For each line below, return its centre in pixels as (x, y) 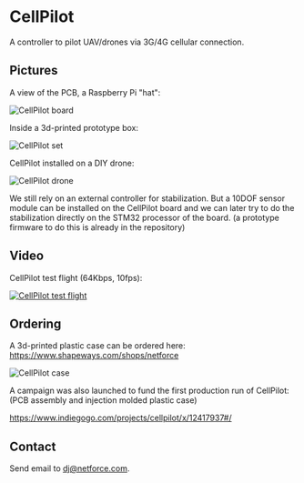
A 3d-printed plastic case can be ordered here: (98, 346)
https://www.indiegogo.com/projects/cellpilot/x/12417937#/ (121, 418)
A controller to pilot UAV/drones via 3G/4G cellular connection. (127, 42)
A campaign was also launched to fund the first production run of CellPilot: (149, 391)
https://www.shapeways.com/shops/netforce (94, 356)
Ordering (35, 323)
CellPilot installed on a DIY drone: (72, 163)
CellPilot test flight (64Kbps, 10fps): (76, 277)
